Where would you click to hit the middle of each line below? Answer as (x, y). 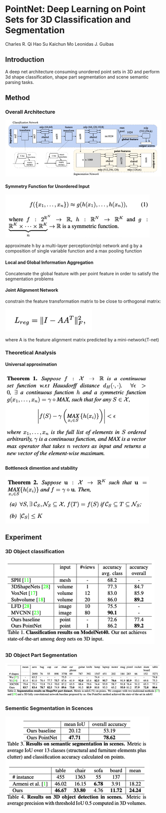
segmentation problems (29, 279)
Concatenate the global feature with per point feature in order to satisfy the (82, 273)
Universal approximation (31, 364)
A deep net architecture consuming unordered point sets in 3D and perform (83, 72)
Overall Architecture (30, 112)
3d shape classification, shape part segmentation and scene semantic (77, 77)
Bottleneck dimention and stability (41, 468)
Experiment (24, 537)
